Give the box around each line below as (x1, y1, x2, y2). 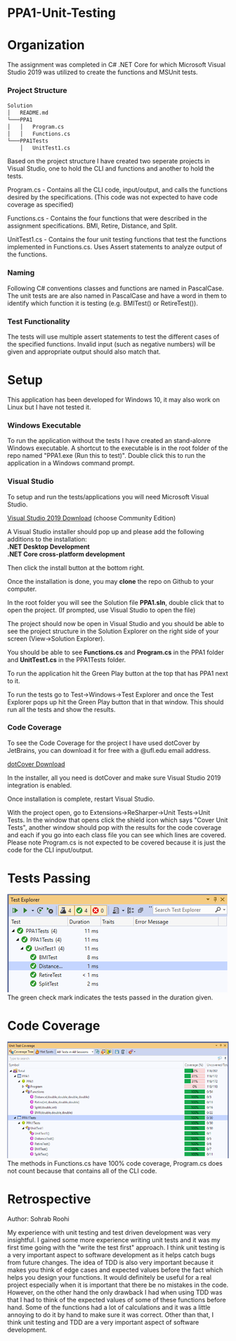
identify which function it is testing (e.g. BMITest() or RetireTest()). (7, 299, 198, 307)
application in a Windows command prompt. (7, 459, 135, 468)
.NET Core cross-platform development (7, 549, 125, 558)
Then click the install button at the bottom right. (7, 563, 145, 572)
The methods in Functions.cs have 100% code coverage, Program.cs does (7, 1159, 223, 1167)
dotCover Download (7, 759, 65, 768)
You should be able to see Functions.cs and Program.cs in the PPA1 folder (7, 648, 224, 656)
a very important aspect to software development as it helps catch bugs (7, 1250, 216, 1259)
